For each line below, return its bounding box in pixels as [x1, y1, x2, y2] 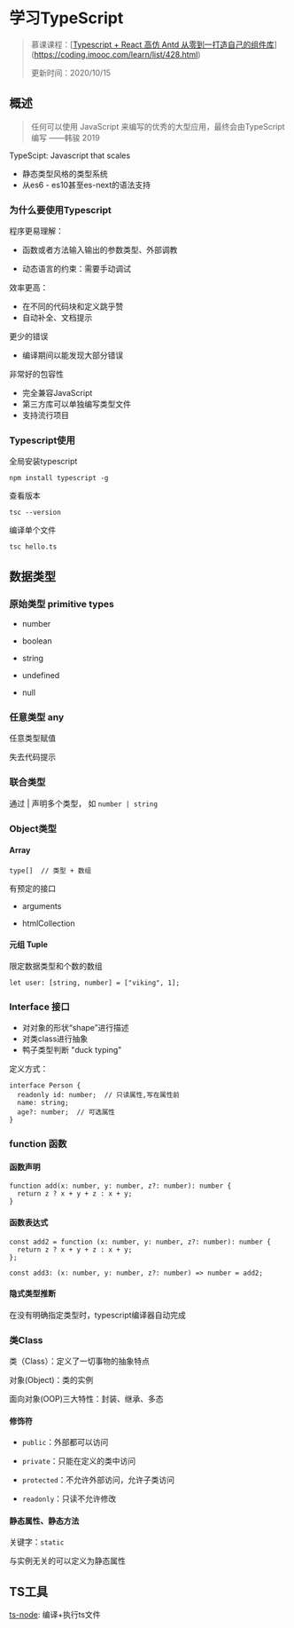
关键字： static [9, 1537, 65, 1547]
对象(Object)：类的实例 [9, 1375, 94, 1386]
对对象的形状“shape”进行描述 [21, 1023, 130, 1033]
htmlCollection [21, 918, 75, 929]
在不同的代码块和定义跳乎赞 [21, 301, 124, 312]
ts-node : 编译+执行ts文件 [9, 1609, 101, 1620]
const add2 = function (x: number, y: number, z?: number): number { [9, 1237, 272, 1246]
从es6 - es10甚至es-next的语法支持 [21, 179, 151, 190]
